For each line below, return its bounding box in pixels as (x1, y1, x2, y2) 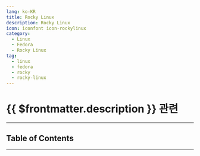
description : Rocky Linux (6, 20, 70, 26)
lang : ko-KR (6, 8, 36, 15)
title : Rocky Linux (6, 14, 55, 20)
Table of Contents (6, 133, 74, 144)
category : (6, 31, 31, 37)
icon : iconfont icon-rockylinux (6, 25, 86, 31)
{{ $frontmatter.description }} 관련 (6, 102, 179, 116)
